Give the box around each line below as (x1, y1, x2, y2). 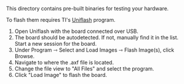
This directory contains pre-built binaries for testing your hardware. (6, 5, 169, 12)
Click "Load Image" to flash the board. (14, 72, 107, 78)
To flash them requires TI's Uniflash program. (6, 16, 115, 23)
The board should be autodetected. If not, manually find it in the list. (14, 34, 179, 41)
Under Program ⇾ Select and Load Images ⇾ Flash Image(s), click (14, 46, 175, 53)
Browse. (14, 53, 35, 59)
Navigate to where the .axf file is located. (14, 59, 114, 66)
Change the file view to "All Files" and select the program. (14, 65, 154, 72)
